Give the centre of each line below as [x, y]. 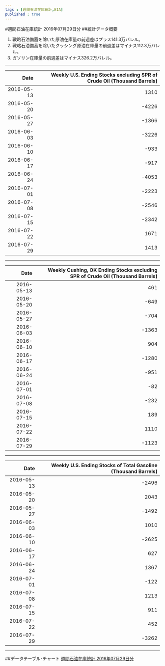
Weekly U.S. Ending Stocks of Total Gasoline [104, 465]
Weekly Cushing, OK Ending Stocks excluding [102, 270]
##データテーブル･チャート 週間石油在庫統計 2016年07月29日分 [69, 658]
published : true [23, 14]
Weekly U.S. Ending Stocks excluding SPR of [104, 75]
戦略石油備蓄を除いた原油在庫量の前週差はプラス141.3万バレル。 [77, 39]
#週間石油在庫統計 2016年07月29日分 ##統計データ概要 [61, 29]
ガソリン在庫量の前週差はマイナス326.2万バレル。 [63, 57]
